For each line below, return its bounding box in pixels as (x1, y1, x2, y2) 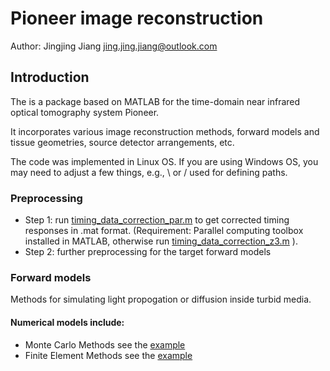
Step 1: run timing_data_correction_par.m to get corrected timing (24, 214, 290, 226)
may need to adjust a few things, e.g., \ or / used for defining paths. (10, 166, 288, 178)
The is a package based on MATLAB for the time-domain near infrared (10, 95, 301, 107)
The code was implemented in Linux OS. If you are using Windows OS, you (10, 155, 319, 167)
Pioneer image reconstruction (10, 7, 264, 30)
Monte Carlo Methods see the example (24, 338, 186, 351)
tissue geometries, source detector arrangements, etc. (10, 136, 235, 148)
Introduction (10, 69, 90, 86)
